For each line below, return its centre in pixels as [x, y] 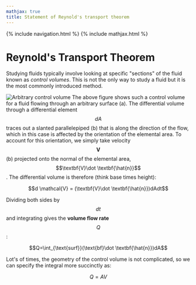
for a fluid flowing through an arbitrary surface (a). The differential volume [95, 104]
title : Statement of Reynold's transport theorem [68, 17]
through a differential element [42, 110]
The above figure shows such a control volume [129, 97]
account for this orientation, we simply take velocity [68, 141]
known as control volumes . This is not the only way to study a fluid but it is [96, 80]
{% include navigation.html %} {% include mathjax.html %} [77, 33]
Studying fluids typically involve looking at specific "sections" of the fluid [94, 73]
